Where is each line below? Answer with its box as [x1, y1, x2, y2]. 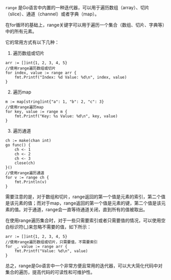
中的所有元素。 [5, 28, 37, 34]
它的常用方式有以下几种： [5, 39, 59, 45]
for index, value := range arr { [5, 70, 77, 76]
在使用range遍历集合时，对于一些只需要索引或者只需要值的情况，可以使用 [5, 217, 161, 223]
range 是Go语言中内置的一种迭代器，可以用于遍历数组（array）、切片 [5, 5, 149, 10]
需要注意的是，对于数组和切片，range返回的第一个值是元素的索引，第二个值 [5, 194, 166, 199]
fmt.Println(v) [14, 179, 47, 184]
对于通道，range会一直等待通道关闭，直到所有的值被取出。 [23, 207, 148, 212]
